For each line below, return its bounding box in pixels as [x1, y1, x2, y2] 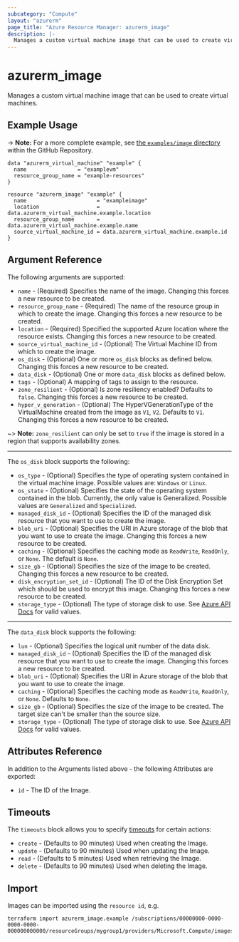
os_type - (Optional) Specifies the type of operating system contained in [17, 471, 230, 480]
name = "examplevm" [14, 165, 119, 173]
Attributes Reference [7, 745, 102, 757]
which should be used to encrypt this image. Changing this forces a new [17, 584, 230, 593]
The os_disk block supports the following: [7, 457, 130, 465]
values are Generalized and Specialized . [17, 501, 137, 509]
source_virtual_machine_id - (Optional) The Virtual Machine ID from [17, 339, 218, 348]
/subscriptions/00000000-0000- [131, 915, 224, 923]
